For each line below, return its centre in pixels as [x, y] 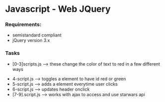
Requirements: [23, 25]
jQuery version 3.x [31, 40]
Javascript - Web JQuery [58, 9]
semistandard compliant [37, 35]
